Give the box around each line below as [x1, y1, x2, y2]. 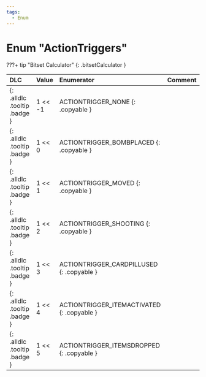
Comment [167, 76, 197, 85]
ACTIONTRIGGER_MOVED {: [59, 179, 141, 188]
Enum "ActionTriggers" [6, 41, 128, 55]
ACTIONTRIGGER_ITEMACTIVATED [59, 301, 161, 310]
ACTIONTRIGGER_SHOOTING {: [59, 219, 150, 228]
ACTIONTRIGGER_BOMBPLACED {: [59, 139, 161, 147]
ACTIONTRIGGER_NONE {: [59, 97, 136, 106]
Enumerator [59, 76, 95, 85]
